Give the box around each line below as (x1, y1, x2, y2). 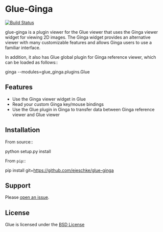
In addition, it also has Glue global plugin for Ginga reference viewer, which (5, 54, 157, 60)
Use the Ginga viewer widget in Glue (12, 96, 86, 102)
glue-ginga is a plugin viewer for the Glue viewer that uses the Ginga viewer (5, 29, 158, 35)
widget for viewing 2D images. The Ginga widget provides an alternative (5, 34, 151, 40)
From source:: (5, 139, 33, 145)
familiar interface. (5, 45, 41, 50)
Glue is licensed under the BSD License (5, 222, 85, 228)
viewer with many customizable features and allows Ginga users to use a (5, 39, 152, 45)
